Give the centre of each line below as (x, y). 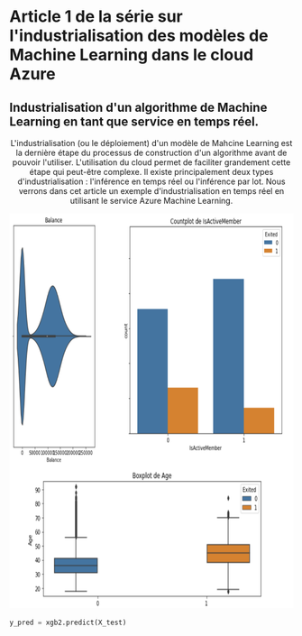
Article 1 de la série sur (96, 17)
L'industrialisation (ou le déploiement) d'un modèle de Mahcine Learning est (151, 143)
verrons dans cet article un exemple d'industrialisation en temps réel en (151, 191)
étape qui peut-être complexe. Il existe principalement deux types (151, 172)
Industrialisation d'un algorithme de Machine (138, 107)
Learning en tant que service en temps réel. (134, 121)
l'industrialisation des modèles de (139, 36)
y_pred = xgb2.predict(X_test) (68, 622)
